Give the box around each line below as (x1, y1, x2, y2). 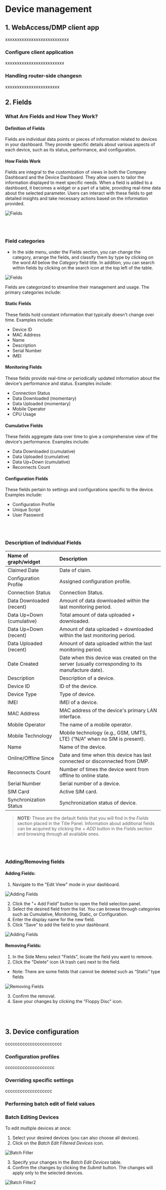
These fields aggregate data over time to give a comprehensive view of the (5, 434, 158, 439)
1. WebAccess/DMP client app (5, 23, 100, 32)
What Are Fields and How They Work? (5, 113, 98, 120)
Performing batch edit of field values (5, 1100, 95, 1107)
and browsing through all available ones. (17, 831, 100, 837)
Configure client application (5, 49, 74, 56)
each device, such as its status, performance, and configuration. (5, 147, 137, 153)
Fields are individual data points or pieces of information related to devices (5, 136, 157, 142)
